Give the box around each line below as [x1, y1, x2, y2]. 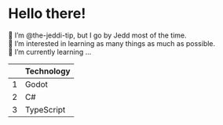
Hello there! [8, 5, 86, 23]
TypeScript [24, 104, 66, 115]
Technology [24, 66, 71, 77]
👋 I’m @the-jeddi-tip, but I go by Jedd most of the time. [8, 30, 187, 40]
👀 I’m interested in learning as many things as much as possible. [8, 38, 216, 48]
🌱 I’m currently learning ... [8, 47, 92, 56]
